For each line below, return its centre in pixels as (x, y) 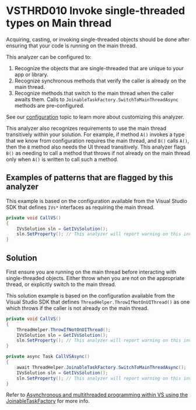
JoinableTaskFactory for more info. (48, 401)
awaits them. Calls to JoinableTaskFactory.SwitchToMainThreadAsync (97, 99)
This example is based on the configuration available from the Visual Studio (97, 201)
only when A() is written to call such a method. (62, 159)
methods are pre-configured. (49, 105)
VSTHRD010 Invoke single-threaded (96, 11)
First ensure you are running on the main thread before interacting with (91, 272)
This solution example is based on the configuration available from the (90, 295)
